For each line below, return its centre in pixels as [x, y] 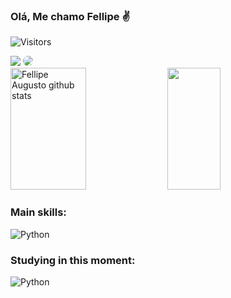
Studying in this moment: [73, 260]
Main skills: [38, 212]
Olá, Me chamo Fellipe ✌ [70, 16]
